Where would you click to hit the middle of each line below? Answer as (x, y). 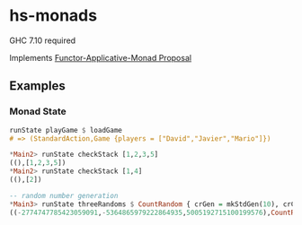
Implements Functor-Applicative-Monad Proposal (100, 57)
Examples (37, 86)
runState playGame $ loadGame (66, 130)
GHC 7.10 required (43, 40)
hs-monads (53, 16)
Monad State (38, 111)
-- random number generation (64, 195)
